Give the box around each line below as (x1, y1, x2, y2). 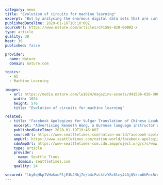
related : (5, 114, 23, 119)
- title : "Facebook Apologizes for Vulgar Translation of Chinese (9, 119, 147, 123)
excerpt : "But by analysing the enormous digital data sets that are (5, 16, 149, 21)
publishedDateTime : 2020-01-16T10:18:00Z (5, 20, 90, 26)
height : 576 (14, 101, 38, 106)
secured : (5, 172, 23, 177)
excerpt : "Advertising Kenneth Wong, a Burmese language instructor (14, 123, 155, 128)
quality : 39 (5, 34, 29, 39)
